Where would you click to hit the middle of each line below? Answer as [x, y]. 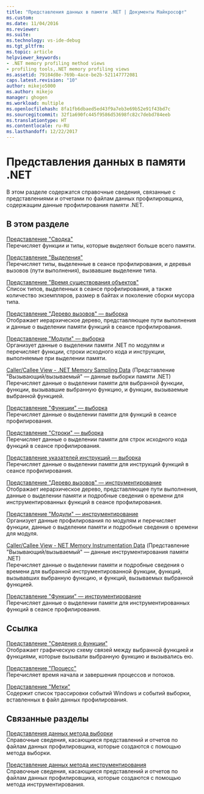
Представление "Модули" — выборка [56, 338]
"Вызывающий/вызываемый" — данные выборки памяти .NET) [89, 376]
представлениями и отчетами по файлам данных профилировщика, [95, 198]
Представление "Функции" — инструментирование [74, 596]
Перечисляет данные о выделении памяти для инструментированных [98, 603]
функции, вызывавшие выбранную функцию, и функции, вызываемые [97, 389]
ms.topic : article [30, 52]
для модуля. [22, 533]
